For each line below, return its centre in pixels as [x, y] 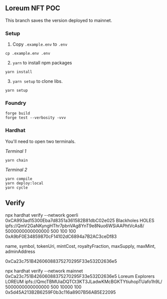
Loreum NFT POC [33, 8]
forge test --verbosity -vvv [36, 118]
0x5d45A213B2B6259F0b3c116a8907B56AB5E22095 [61, 292]
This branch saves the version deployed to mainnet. [59, 20]
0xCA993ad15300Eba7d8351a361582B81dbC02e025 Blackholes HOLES [80, 220]
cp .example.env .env [28, 54]
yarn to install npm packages [42, 63]
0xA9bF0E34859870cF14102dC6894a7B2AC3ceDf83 [61, 236]
